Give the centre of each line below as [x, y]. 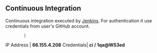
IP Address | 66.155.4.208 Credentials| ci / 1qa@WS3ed [65, 45]
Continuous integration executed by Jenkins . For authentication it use [79, 20]
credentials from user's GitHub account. [48, 26]
